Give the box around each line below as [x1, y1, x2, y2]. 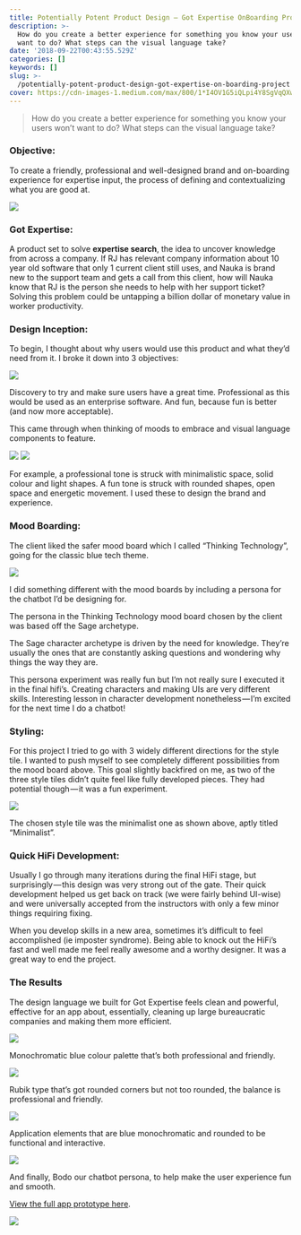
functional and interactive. [9, 1137, 106, 1148]
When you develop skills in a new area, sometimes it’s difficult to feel [9, 925, 263, 937]
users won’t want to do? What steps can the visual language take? [30, 122, 276, 133]
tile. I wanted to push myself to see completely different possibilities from [9, 755, 279, 765]
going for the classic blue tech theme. [9, 549, 150, 560]
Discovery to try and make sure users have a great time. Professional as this [9, 387, 290, 398]
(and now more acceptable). [9, 406, 114, 417]
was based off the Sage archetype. [9, 620, 139, 631]
